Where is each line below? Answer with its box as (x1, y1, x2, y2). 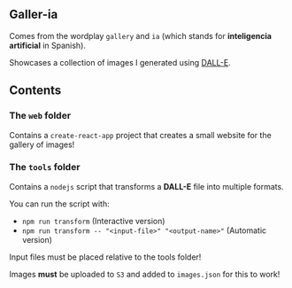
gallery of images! (9, 139, 75, 150)
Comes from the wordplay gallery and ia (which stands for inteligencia (9, 30, 273, 41)
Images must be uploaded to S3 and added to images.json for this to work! (9, 269, 280, 279)
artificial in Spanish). (9, 40, 87, 51)
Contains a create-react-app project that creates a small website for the (9, 129, 272, 140)
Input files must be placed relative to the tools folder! (9, 252, 202, 262)
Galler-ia (9, 7, 58, 22)
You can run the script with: (9, 198, 110, 209)
